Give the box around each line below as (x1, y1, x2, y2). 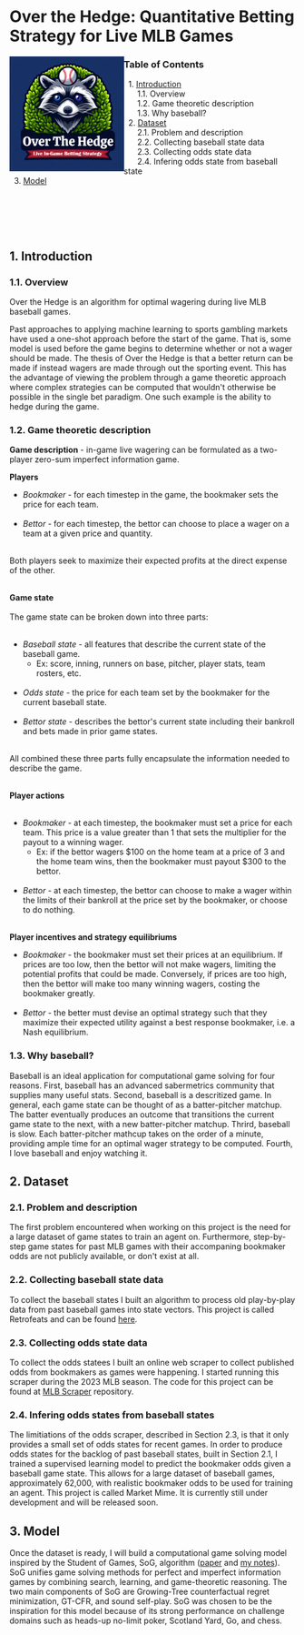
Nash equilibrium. (22, 1026, 89, 1038)
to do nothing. (22, 904, 75, 915)
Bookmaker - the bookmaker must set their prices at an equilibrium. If (22, 949, 283, 961)
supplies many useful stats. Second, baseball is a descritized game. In (9, 1089, 272, 1100)
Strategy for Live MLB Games (9, 25, 234, 46)
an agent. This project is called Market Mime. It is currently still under (9, 1488, 269, 1499)
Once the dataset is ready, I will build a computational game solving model (9, 1548, 288, 1559)
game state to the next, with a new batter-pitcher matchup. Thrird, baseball (9, 1118, 290, 1129)
